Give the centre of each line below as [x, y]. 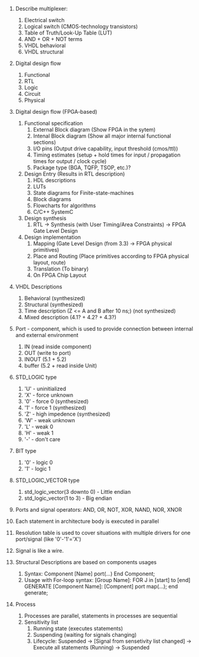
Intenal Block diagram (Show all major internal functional [102, 136]
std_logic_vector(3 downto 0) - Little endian [78, 492]
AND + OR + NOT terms [53, 39]
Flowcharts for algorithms [64, 205]
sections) [45, 142]
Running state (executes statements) [78, 628]
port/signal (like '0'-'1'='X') [48, 539]
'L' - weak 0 [39, 426]
